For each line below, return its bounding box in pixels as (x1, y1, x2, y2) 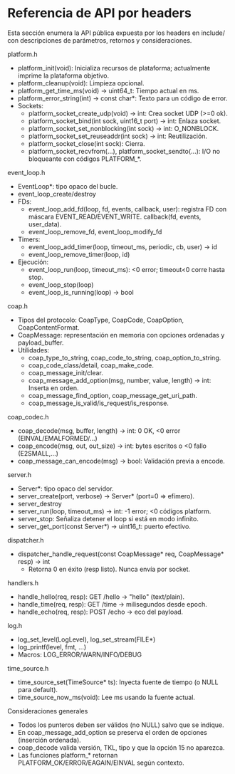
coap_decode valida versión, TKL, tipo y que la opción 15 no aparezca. (17, 743, 225, 752)
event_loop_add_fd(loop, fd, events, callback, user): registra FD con (28, 204, 227, 213)
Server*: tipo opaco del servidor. (17, 484, 114, 493)
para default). (17, 685, 58, 694)
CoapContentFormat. (17, 323, 80, 332)
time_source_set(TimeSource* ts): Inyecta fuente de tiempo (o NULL (17, 678, 219, 686)
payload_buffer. (17, 338, 64, 347)
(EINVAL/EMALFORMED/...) (17, 434, 98, 442)
